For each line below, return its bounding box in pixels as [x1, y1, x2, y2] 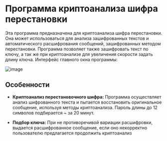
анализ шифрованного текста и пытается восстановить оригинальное [12, 99, 162, 105]
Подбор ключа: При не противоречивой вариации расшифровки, [12, 119, 153, 125]
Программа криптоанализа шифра [5, 3, 158, 14]
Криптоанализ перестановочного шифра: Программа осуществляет [12, 94, 162, 100]
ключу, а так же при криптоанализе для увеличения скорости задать [5, 51, 153, 57]
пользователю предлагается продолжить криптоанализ [12, 130, 132, 136]
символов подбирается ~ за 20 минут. [12, 110, 95, 116]
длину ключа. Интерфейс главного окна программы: [5, 56, 118, 62]
